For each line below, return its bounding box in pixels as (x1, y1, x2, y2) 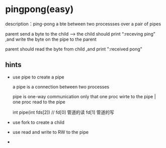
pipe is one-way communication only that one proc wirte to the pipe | (12, 93, 156, 99)
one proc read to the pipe (12, 99, 65, 105)
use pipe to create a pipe (12, 74, 64, 80)
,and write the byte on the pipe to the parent (5, 36, 97, 42)
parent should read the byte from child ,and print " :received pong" (5, 46, 142, 52)
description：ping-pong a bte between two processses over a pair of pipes (5, 21, 161, 27)
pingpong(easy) (5, 4, 74, 15)
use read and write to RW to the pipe (12, 129, 89, 135)
